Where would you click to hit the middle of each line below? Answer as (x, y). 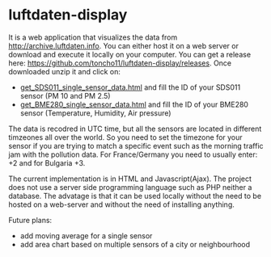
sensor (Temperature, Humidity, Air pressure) (95, 113)
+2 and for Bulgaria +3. (47, 162)
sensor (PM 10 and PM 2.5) (65, 95)
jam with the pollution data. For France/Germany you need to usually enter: (133, 154)
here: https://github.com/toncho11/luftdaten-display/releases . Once (120, 63)
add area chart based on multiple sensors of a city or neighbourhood (135, 244)
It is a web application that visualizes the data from (93, 37)
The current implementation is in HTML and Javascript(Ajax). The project (130, 179)
